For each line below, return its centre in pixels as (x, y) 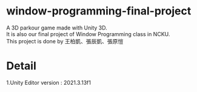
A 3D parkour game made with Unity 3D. (57, 28)
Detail (21, 66)
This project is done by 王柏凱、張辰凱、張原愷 (65, 41)
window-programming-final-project (99, 11)
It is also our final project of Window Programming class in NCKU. (88, 34)
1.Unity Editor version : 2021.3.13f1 (48, 82)
